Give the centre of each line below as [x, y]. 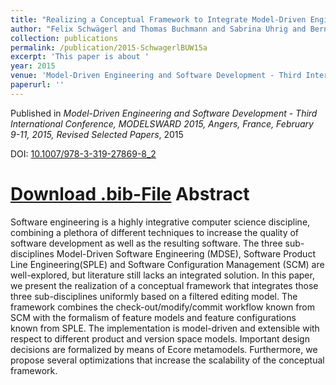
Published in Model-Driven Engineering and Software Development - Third [164, 113]
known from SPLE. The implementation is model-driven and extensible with [165, 328]
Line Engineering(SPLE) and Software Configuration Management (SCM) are [167, 264]
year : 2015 [33, 66]
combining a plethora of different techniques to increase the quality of [155, 232]
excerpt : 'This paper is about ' [80, 57]
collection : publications [64, 38]
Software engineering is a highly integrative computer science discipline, [160, 222]
